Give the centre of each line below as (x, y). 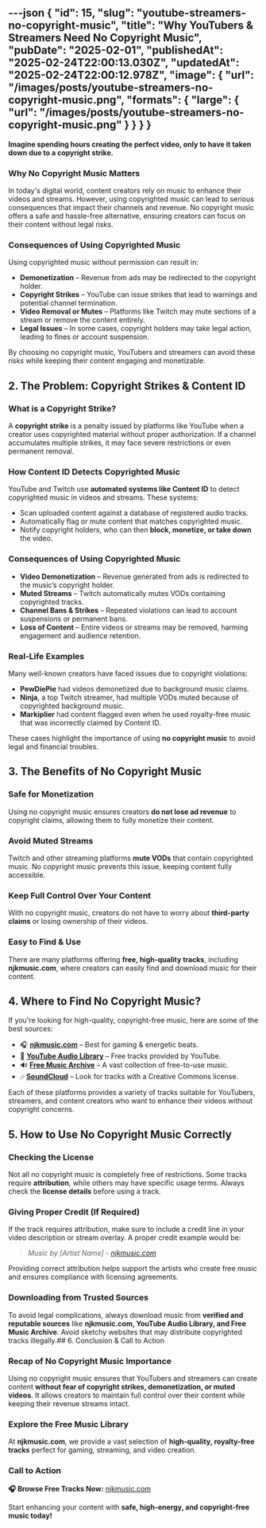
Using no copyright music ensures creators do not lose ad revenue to (122, 812)
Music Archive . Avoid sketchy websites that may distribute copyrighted (125, 1331)
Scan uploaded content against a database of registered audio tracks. (134, 513)
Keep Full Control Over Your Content (80, 895)
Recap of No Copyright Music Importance (90, 1361)
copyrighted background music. (72, 706)
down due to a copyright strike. (61, 152)
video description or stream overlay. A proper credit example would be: (125, 1238)
